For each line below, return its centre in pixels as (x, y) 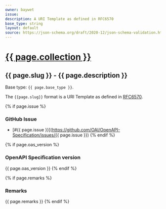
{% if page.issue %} (25, 106)
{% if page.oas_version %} (32, 145)
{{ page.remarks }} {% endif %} (37, 201)
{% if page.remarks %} (29, 178)
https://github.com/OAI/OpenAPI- (86, 130)
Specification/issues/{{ (36, 135)
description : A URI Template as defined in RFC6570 (59, 19)
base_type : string (24, 23)
